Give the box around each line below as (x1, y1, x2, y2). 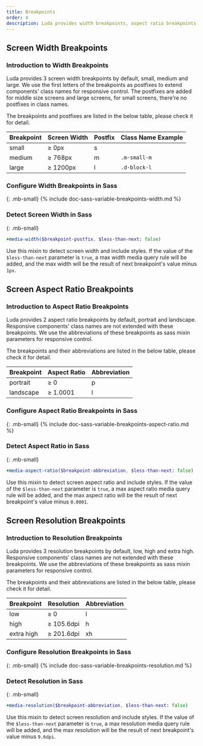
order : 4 (6, 15, 28, 21)
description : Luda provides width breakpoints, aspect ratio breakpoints (6, 20, 197, 26)
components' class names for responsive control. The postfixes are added (6, 88, 192, 95)
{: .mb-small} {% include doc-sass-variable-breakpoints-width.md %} (6, 195, 182, 202)
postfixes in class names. (6, 101, 70, 108)
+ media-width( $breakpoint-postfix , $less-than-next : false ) (6, 236, 162, 242)
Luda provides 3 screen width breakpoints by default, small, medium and (6, 75, 188, 82)
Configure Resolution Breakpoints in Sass (6, 648, 131, 657)
